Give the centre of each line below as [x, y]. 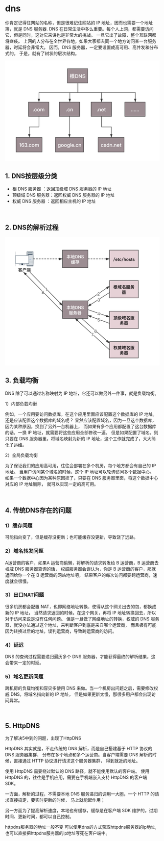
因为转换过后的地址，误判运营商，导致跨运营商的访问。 [61, 631]
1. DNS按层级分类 [31, 176]
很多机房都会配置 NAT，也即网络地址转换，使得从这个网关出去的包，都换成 [81, 607]
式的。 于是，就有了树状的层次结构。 [42, 53]
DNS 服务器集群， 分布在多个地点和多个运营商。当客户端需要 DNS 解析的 [79, 755]
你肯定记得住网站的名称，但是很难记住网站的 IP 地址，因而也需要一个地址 [79, 23]
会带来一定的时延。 [24, 663]
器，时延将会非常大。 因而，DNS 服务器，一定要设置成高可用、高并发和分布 [82, 47]
